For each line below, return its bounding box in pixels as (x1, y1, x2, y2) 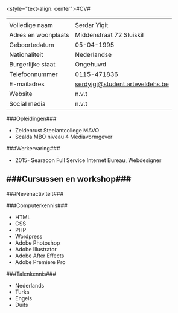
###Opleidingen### (6, 115, 57, 122)
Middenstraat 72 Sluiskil (75, 31, 144, 39)
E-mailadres (9, 80, 45, 88)
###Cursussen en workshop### (6, 174, 132, 184)
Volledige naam (9, 21, 53, 29)
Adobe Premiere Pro (14, 258, 66, 265)
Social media (9, 100, 46, 108)
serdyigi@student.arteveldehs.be (75, 80, 169, 88)
